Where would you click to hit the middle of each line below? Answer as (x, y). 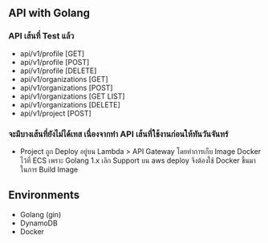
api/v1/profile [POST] (55, 62)
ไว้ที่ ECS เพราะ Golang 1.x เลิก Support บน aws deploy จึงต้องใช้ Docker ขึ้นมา (138, 160)
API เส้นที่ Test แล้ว (41, 36)
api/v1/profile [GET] (52, 53)
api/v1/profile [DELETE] (58, 71)
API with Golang (49, 13)
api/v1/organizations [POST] (67, 87)
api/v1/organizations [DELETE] (70, 104)
